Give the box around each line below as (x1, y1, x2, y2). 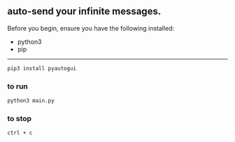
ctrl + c (7, 129, 33, 136)
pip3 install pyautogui (7, 65, 77, 72)
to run (7, 81, 28, 91)
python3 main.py (7, 97, 55, 104)
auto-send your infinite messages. (7, 6, 162, 17)
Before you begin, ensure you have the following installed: (7, 24, 175, 32)
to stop (7, 113, 32, 123)
